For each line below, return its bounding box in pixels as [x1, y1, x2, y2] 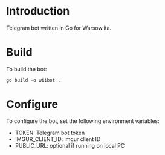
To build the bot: [6, 65, 47, 73]
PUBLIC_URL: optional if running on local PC [15, 142, 125, 149]
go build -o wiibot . [6, 77, 61, 83]
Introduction [6, 4, 70, 18]
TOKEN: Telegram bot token [15, 129, 85, 136]
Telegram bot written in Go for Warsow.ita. [6, 24, 112, 31]
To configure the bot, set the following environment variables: [6, 117, 160, 125]
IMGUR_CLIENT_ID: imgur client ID [15, 135, 101, 143]
